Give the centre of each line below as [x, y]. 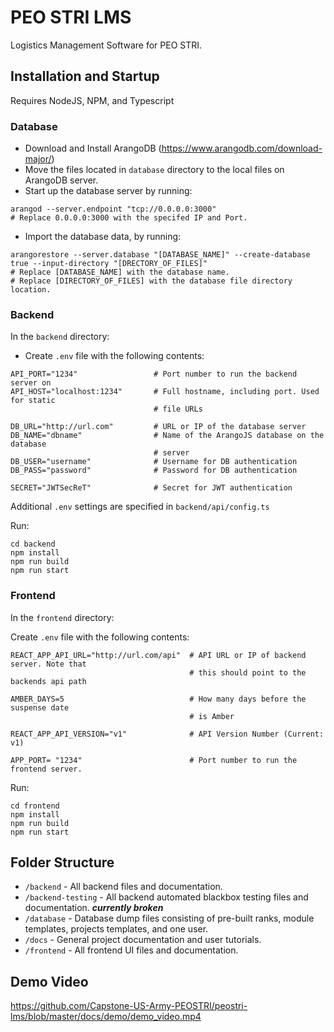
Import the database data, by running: [103, 237]
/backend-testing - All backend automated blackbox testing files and [166, 897]
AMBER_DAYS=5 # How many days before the [158, 699]
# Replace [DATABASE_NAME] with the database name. [120, 272]
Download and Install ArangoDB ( [93, 148]
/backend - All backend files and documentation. [123, 887]
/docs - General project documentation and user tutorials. [143, 940]
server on [31, 383]
